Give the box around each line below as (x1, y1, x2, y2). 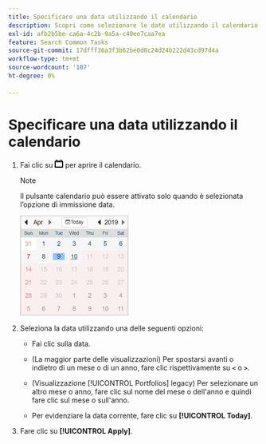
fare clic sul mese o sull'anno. (31, 395, 130, 405)
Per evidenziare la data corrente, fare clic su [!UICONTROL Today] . (31, 410, 253, 420)
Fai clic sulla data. (31, 339, 91, 348)
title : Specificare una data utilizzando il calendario (8, 13, 198, 21)
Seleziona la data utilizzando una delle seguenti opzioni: (19, 323, 205, 333)
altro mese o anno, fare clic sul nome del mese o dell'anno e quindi (31, 387, 252, 396)
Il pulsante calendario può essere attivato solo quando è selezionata (19, 191, 244, 200)
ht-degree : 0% (8, 72, 56, 80)
